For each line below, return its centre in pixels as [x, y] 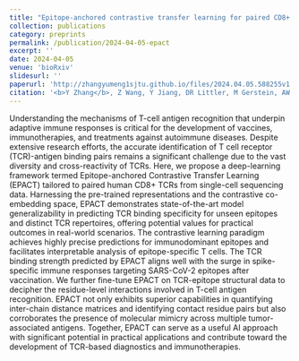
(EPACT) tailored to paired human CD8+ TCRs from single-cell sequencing [146, 185]
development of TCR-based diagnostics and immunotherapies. [125, 347]
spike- [264, 261]
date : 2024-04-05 [42, 59]
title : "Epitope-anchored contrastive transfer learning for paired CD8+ [150, 17]
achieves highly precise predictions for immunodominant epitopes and [139, 242]
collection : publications [57, 26]
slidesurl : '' [36, 76]
